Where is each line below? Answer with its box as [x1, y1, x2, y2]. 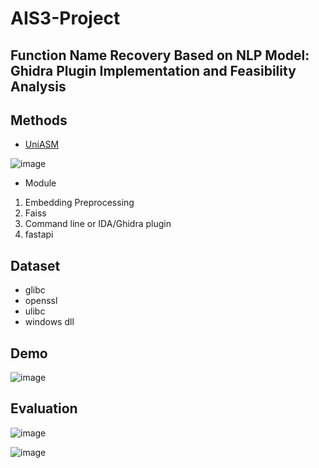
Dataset [10, 257, 61, 274]
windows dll [24, 316, 75, 328]
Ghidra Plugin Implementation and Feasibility [10, 62, 297, 79]
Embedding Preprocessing [24, 197, 135, 209]
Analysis [10, 78, 67, 95]
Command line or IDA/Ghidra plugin [24, 218, 172, 230]
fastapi [24, 228, 54, 241]
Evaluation [10, 400, 78, 417]
